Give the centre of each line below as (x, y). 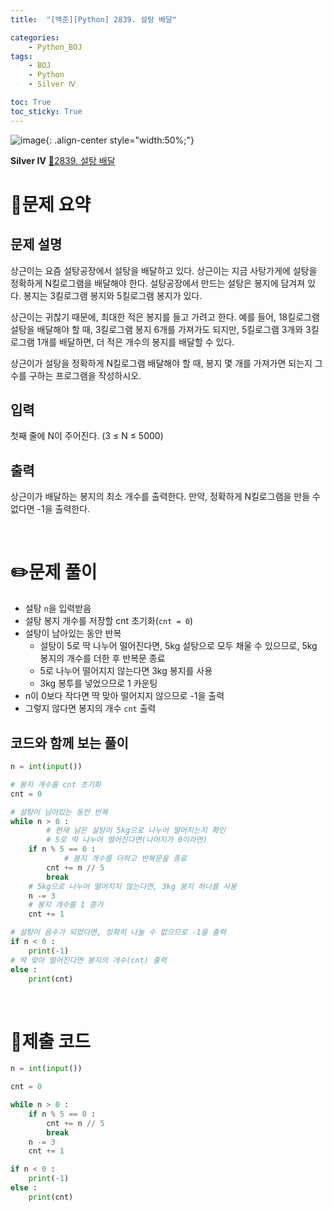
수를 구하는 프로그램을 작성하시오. (76, 375)
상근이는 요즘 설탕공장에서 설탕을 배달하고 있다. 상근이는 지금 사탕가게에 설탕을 (164, 270)
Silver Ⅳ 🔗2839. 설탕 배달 (63, 160)
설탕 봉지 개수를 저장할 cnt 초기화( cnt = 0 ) (109, 621)
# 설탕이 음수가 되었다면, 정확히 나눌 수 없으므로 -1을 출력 (118, 932)
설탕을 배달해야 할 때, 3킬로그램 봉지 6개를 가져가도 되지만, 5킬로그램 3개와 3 (161, 329)
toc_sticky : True (46, 111)
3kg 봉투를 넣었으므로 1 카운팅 (98, 683)
